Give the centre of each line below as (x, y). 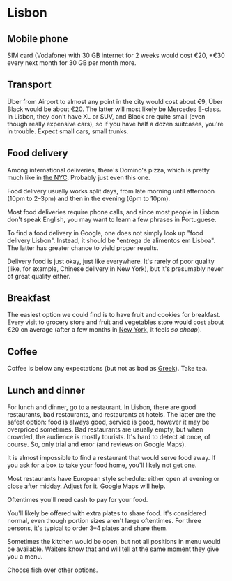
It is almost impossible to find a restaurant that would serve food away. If (111, 458)
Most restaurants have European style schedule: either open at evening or (114, 479)
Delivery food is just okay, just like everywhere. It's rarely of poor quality (111, 261)
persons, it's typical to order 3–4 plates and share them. (88, 528)
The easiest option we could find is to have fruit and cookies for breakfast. (114, 315)
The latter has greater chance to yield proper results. (83, 248)
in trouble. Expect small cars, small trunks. (68, 131)
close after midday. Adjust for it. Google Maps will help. (86, 486)
